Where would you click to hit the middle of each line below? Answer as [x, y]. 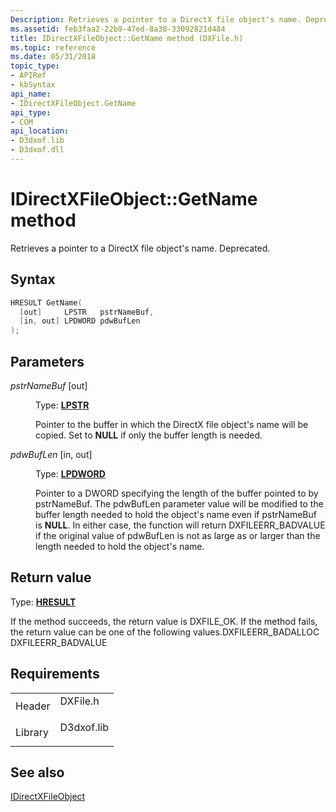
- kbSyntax [33, 85]
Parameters [47, 361]
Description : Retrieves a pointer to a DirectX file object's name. [156, 19]
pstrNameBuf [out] [49, 385]
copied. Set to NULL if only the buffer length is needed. [149, 435]
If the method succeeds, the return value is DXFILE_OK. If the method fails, [164, 621]
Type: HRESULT [43, 602]
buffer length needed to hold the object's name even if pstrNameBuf [176, 514]
